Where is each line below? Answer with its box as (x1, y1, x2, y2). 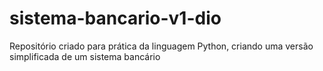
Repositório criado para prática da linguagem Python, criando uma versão (9, 40, 314, 52)
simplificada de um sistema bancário (9, 50, 161, 62)
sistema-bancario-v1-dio (9, 7, 222, 30)
